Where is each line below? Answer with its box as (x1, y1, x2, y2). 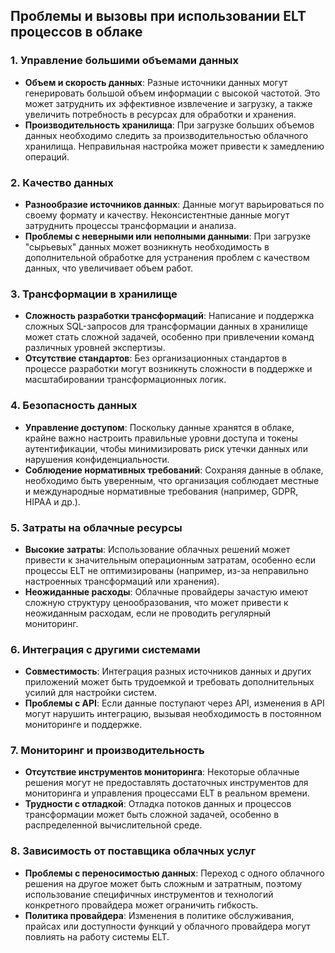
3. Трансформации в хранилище (10, 287, 178, 301)
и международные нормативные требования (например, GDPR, (24, 485, 299, 497)
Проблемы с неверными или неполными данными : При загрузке (24, 230, 312, 242)
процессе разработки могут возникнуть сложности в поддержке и (24, 363, 313, 375)
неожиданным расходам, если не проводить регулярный (24, 607, 272, 619)
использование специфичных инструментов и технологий (24, 888, 274, 900)
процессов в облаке (10, 24, 143, 41)
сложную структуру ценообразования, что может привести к (24, 596, 289, 608)
